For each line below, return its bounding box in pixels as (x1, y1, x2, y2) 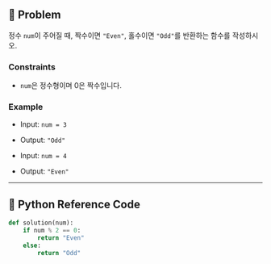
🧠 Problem (8, 8, 61, 22)
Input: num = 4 (19, 151, 67, 161)
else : (23, 241, 42, 249)
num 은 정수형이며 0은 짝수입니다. (19, 81, 123, 90)
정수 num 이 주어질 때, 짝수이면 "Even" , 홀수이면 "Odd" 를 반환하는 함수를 (8, 30, 231, 40)
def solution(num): (8, 219, 74, 227)
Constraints (8, 61, 56, 73)
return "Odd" (37, 249, 81, 257)
